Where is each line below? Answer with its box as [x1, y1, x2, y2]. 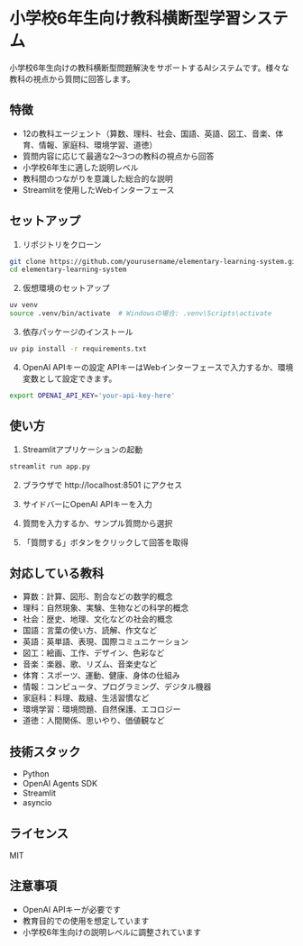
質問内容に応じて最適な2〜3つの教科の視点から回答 [22, 150, 215, 161]
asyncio [22, 797, 52, 808]
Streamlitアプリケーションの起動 [22, 443, 142, 455]
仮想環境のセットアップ [22, 283, 110, 294]
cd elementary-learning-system [9, 265, 127, 275]
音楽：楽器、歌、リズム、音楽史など [22, 659, 158, 669]
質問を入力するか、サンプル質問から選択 [22, 517, 173, 528]
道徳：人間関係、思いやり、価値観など [22, 715, 165, 726]
